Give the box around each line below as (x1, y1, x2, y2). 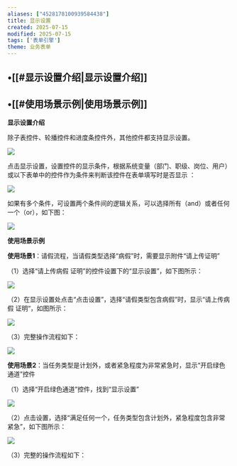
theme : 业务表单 (7, 43, 51, 51)
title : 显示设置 (7, 17, 51, 24)
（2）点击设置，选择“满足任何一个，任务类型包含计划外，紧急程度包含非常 (7, 413, 226, 422)
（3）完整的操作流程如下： (7, 451, 87, 460)
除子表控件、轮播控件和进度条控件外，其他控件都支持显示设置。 (7, 133, 194, 142)
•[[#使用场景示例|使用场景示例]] (7, 97, 148, 110)
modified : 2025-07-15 (7, 30, 72, 38)
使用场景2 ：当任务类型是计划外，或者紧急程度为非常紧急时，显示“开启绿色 (7, 361, 226, 370)
